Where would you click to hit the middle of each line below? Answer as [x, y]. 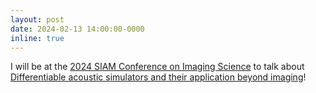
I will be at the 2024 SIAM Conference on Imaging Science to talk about [157, 67]
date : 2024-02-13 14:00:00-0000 [77, 29]
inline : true [37, 38]
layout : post [37, 19]
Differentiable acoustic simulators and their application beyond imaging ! [158, 77]
